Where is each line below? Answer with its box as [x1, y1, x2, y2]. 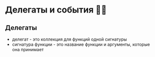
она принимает [12, 47, 44, 52]
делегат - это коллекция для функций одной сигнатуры [12, 36, 127, 42]
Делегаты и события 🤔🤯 [5, 4, 107, 15]
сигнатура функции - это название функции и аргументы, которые [12, 42, 150, 47]
